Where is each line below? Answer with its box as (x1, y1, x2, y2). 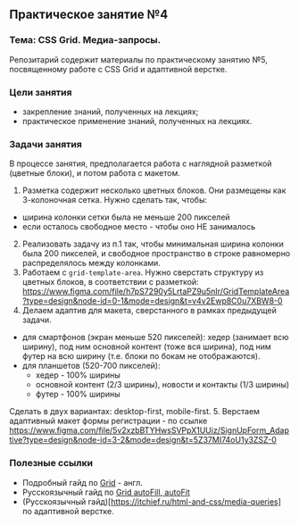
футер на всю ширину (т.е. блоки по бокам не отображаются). (21, 351, 261, 362)
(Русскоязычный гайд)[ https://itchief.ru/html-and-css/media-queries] (21, 496, 281, 507)
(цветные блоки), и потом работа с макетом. (9, 168, 180, 179)
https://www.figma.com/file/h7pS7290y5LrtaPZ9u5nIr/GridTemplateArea (21, 286, 290, 297)
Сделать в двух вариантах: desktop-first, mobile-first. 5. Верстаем (9, 406, 261, 417)
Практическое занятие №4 (9, 7, 169, 22)
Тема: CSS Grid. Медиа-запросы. (9, 34, 162, 46)
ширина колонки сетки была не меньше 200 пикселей (21, 212, 230, 222)
